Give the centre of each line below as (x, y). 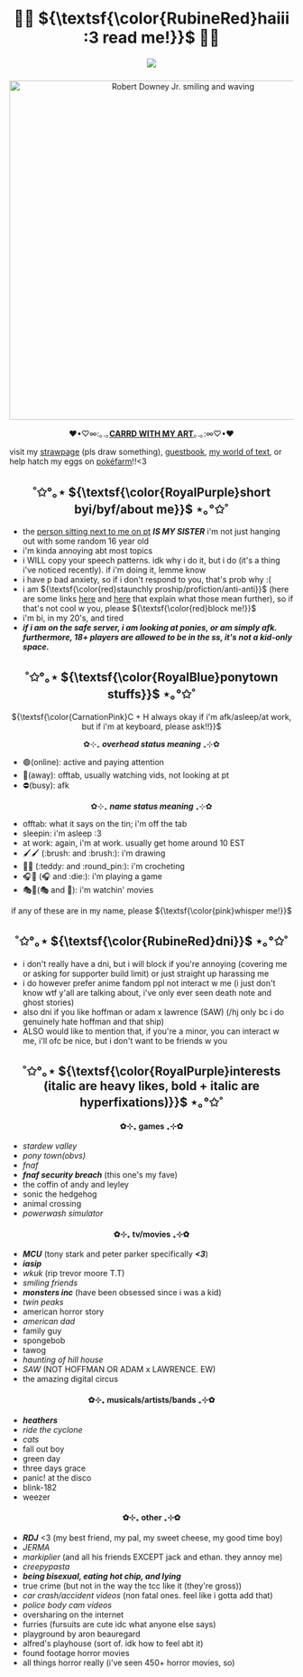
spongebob (44, 1341)
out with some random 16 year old (85, 541)
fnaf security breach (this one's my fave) (100, 1175)
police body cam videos (67, 1605)
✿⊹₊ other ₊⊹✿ (151, 1518)
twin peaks (43, 1303)
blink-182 (39, 1487)
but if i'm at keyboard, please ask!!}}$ (151, 726)
